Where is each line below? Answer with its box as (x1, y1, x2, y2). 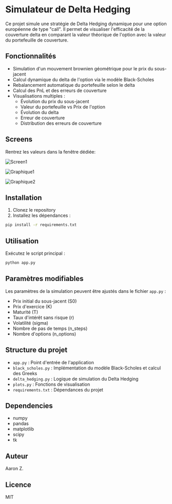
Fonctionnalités (5, 52, 56, 61)
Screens (5, 135, 32, 144)
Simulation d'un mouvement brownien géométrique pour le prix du (12, 65, 154, 71)
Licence (5, 480, 32, 489)
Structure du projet (5, 346, 68, 354)
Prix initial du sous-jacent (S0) (12, 298, 77, 304)
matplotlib (12, 426, 34, 432)
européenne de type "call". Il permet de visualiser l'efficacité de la (5, 26, 145, 32)
